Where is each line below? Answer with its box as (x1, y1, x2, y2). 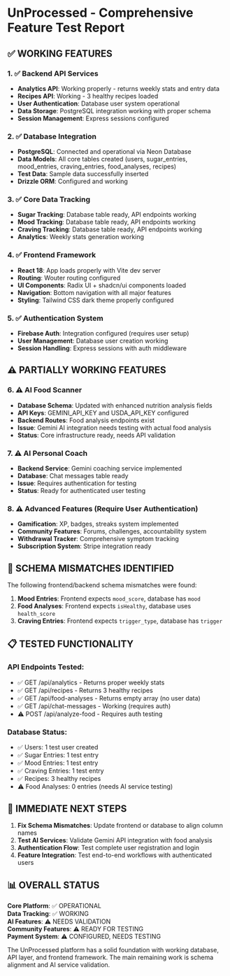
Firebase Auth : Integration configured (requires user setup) (17, 329, 189, 338)
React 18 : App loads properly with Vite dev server (17, 266, 161, 274)
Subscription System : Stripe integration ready (17, 542, 152, 550)
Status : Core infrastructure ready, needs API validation (17, 431, 176, 439)
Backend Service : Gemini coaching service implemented (17, 464, 182, 473)
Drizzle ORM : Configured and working (17, 177, 128, 186)
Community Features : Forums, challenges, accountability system (17, 527, 207, 536)
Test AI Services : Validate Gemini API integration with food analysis (17, 835, 213, 844)
